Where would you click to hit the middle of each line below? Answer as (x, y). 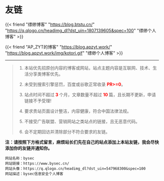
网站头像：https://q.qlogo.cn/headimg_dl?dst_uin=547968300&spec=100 (75, 168)
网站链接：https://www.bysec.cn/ (37, 163)
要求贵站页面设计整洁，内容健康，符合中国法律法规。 (78, 111)
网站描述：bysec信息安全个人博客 (34, 174)
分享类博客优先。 (46, 74)
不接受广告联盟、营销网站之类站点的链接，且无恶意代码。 (82, 121)
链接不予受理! (38, 101)
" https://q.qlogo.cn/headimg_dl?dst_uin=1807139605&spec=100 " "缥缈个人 (81, 30)
